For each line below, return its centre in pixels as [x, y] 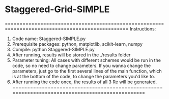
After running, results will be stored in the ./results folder [71, 55]
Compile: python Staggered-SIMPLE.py [53, 49]
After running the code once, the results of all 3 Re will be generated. [84, 82]
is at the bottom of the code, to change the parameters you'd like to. [84, 76]
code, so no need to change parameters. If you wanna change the [81, 65]
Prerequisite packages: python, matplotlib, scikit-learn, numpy [77, 44]
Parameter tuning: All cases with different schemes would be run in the [87, 60]
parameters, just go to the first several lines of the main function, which [87, 71]
